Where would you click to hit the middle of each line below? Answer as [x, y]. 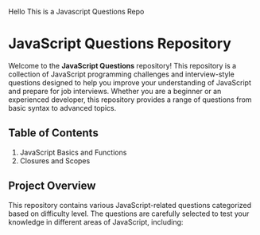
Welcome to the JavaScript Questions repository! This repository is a [122, 65]
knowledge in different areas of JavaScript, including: [96, 221]
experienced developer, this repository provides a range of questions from [130, 100]
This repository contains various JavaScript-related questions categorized [130, 205]
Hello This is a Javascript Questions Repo [76, 12]
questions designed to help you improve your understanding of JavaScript [130, 82]
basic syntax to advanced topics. [62, 108]
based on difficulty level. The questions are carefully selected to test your [129, 213]
